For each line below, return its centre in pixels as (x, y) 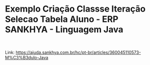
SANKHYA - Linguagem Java (64, 30)
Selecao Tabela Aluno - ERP (62, 19)
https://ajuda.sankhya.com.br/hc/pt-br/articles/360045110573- (78, 52)
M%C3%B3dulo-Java (27, 57)
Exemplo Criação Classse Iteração (75, 9)
